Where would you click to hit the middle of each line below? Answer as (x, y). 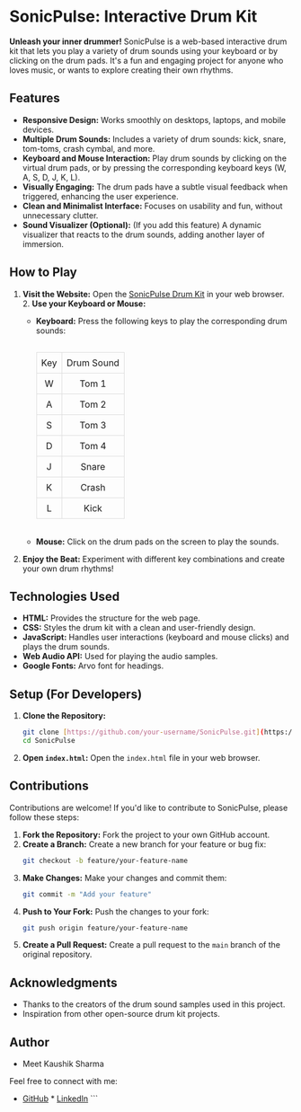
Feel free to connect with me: (64, 1081)
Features (35, 98)
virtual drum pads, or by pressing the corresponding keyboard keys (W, (155, 167)
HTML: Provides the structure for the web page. (111, 618)
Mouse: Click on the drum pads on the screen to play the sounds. (157, 542)
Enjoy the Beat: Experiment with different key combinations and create (154, 559)
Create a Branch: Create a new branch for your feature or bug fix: (144, 844)
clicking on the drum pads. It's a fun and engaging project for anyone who (146, 60)
